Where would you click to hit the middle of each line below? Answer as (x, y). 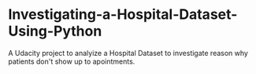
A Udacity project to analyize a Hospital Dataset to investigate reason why (128, 53)
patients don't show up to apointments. (72, 61)
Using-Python (55, 31)
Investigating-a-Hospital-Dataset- (123, 15)
